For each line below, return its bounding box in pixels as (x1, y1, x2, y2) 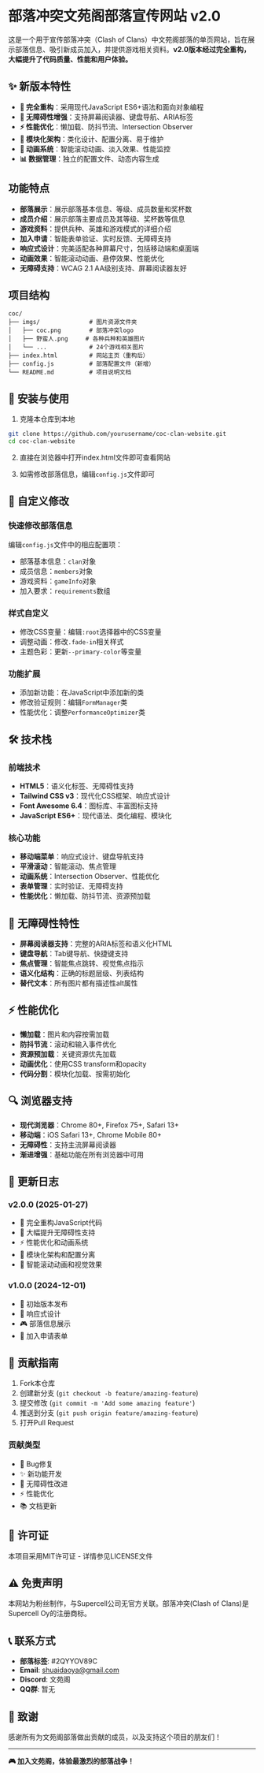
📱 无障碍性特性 (8, 916, 80, 930)
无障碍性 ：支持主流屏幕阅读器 (19, 1140, 116, 1149)
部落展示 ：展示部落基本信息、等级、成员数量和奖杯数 (19, 204, 192, 214)
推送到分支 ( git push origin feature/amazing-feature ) (19, 1408, 199, 1417)
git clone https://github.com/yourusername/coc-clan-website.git (8, 430, 226, 438)
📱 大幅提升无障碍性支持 (19, 1227, 96, 1238)
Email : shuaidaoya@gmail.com (19, 1665, 119, 1675)
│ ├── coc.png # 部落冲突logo (8, 326, 134, 335)
